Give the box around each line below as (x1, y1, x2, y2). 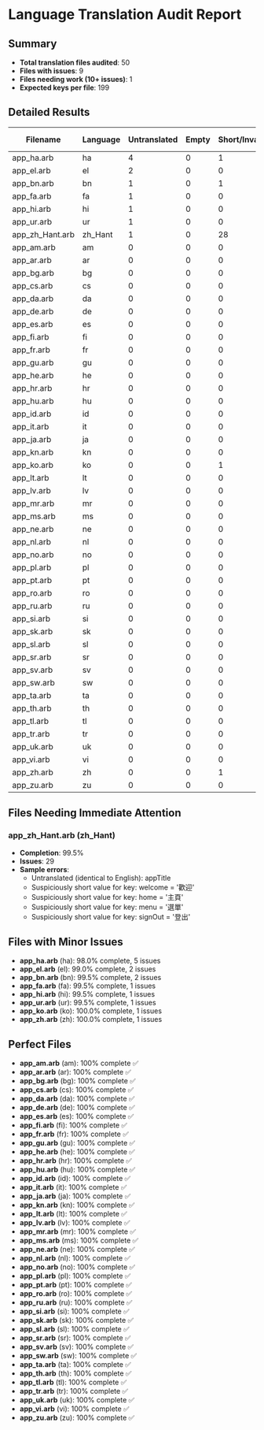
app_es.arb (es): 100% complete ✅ (19, 1112, 134, 1121)
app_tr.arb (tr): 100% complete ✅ (19, 1387, 128, 1396)
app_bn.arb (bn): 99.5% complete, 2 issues (19, 973, 162, 982)
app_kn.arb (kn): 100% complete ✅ (19, 1200, 135, 1210)
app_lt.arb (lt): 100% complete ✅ (19, 1209, 127, 1219)
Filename (25, 134, 61, 145)
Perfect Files (8, 1038, 72, 1051)
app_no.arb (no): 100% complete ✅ (19, 1262, 136, 1272)
